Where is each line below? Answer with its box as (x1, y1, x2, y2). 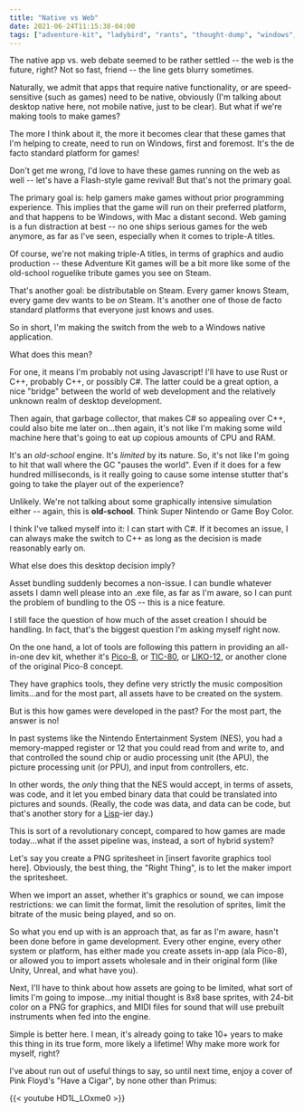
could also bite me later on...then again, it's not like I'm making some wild (9, 423, 282, 434)
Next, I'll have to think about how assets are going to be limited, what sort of (9, 983, 293, 993)
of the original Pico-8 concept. (9, 661, 124, 672)
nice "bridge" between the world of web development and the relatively (9, 386, 276, 397)
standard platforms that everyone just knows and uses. (9, 304, 214, 315)
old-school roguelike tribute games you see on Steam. (9, 268, 212, 279)
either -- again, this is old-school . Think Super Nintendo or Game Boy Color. (9, 506, 294, 517)
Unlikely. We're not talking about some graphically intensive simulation (9, 496, 272, 507)
